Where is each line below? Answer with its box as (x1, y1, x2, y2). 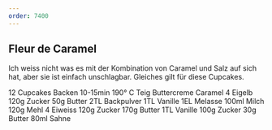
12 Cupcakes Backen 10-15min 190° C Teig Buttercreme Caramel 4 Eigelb (8, 88, 253, 97)
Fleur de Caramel (8, 42, 97, 56)
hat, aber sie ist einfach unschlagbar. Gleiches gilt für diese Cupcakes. (8, 72, 245, 82)
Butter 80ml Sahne (8, 114, 71, 123)
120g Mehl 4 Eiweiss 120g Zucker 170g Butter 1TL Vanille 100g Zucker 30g (8, 105, 257, 115)
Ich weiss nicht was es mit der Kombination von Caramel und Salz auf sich (8, 63, 257, 73)
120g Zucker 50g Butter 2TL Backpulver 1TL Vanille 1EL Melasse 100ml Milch (8, 97, 265, 106)
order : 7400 (8, 11, 49, 20)
